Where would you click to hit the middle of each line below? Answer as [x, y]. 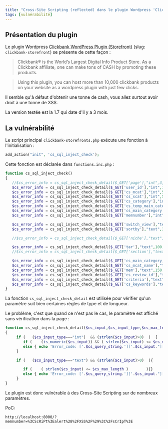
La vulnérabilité [30, 128]
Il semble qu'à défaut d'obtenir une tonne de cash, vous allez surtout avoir [82, 97]
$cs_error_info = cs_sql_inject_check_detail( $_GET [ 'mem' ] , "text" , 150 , [88, 270]
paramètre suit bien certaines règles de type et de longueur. [67, 304]
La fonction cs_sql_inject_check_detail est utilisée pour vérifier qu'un [78, 298]
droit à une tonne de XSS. [31, 103]
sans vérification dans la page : [37, 319]
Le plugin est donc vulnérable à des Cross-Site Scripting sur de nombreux [81, 393]
